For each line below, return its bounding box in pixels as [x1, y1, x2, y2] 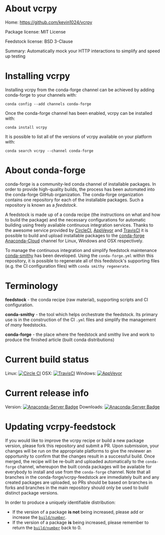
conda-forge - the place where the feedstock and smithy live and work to [5, 331, 155, 337]
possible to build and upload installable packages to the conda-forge [5, 232, 145, 238]
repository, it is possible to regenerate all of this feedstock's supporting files [5, 257, 160, 264]
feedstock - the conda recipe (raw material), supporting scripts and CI [5, 296, 149, 302]
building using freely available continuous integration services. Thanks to [5, 222, 154, 228]
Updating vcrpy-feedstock [5, 421, 116, 432]
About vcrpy [5, 3, 58, 14]
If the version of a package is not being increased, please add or [12, 509, 144, 515]
